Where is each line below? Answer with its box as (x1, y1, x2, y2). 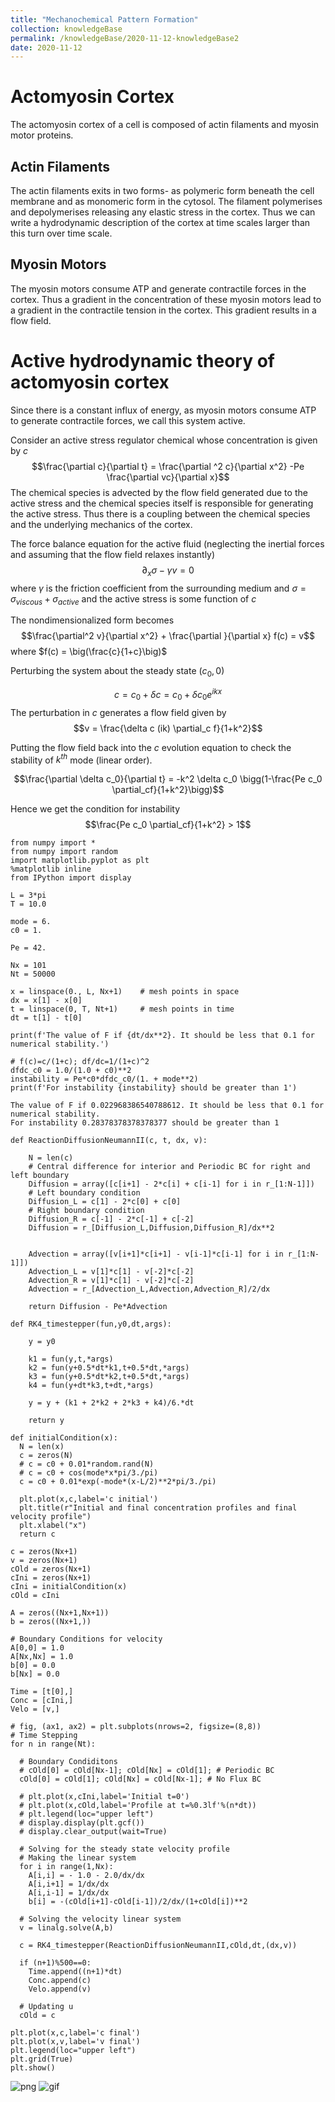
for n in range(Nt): (10, 1739, 97, 1750)
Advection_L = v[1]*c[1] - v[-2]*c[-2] (28, 1267, 195, 1277)
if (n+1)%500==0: (19, 1958, 92, 1968)
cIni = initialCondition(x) (10, 1582, 128, 1592)
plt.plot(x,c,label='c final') (10, 2028, 141, 2038)
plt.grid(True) (10, 2054, 74, 2065)
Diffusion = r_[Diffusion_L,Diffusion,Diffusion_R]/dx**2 (28, 1223, 275, 1233)
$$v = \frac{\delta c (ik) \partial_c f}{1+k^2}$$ (73, 722, 263, 734)
